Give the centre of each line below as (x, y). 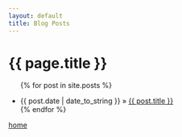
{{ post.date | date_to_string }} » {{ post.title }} (97, 101)
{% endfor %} (43, 110)
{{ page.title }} (58, 63)
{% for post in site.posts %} (66, 85)
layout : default (35, 16)
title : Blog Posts (39, 23)
